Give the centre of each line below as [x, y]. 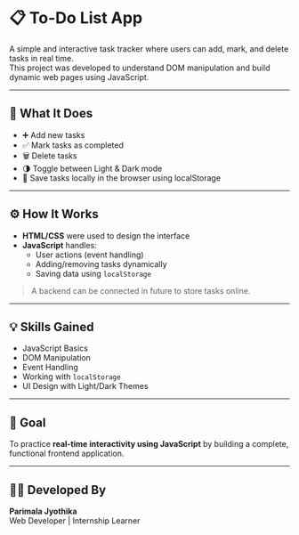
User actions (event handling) [89, 255]
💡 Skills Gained [52, 327]
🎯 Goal [28, 422]
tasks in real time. [41, 58]
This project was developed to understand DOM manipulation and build [140, 68]
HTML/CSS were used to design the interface [106, 235]
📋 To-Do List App [76, 18]
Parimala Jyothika [43, 511]
